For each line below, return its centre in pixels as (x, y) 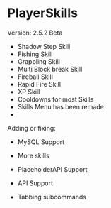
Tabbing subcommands (52, 197)
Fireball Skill (35, 77)
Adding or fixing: (32, 128)
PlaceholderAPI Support (52, 169)
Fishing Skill (35, 54)
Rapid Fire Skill (39, 84)
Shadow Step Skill (44, 46)
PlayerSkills (42, 13)
